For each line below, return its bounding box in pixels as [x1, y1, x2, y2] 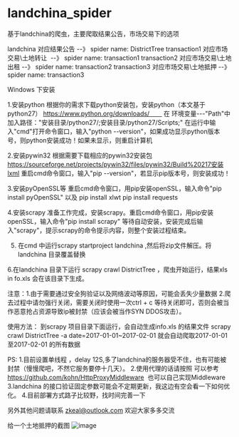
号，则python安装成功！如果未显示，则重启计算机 [7, 135, 153, 144]
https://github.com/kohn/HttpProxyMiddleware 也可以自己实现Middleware [7, 373, 226, 381]
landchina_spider [7, 5, 112, 21]
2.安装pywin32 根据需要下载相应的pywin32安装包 [7, 151, 153, 160]
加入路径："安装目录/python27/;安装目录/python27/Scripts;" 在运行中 [7, 118, 210, 126]
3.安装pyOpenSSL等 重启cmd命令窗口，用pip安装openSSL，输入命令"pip [7, 184, 222, 192]
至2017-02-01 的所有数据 [7, 340, 80, 349]
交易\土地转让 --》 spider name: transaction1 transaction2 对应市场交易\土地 [7, 53, 232, 62]
